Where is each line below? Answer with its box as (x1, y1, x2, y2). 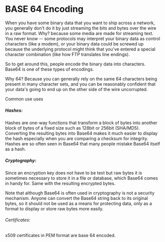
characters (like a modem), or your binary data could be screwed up (5, 41, 144, 47)
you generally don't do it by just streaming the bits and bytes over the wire (5, 25, 157, 31)
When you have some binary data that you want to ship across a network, (5, 20, 155, 26)
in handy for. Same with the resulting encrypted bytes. (5, 180, 116, 186)
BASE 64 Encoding (5, 3, 84, 15)
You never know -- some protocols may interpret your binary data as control (5, 36, 161, 42)
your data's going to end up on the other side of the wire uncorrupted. (5, 86, 148, 92)
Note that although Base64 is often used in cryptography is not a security (5, 190, 155, 196)
